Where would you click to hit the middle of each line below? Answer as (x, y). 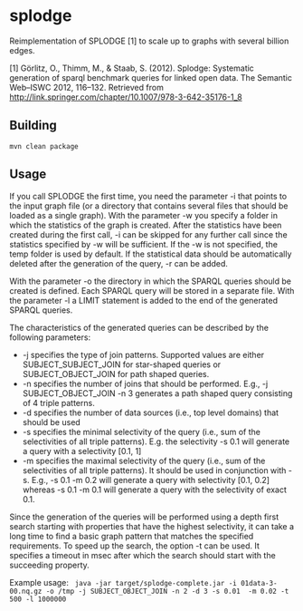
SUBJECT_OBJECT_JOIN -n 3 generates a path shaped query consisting (157, 393)
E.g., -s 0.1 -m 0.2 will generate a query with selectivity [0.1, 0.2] (150, 480)
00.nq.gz (26, 591)
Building (33, 126)
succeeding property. (50, 565)
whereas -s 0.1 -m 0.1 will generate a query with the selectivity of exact (155, 490)
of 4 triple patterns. (58, 402)
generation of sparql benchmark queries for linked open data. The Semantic (151, 77)
